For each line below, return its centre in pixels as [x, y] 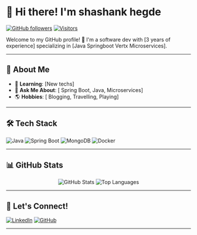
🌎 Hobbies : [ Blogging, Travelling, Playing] [67, 97]
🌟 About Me [28, 70]
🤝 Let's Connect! [37, 206]
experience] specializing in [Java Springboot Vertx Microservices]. [86, 46]
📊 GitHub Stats [35, 165]
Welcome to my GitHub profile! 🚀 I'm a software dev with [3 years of [89, 39]
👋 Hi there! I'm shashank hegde [84, 12]
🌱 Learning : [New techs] [44, 84]
